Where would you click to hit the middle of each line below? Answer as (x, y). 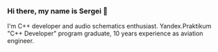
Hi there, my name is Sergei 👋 (58, 11)
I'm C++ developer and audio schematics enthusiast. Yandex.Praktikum (109, 26)
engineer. (21, 41)
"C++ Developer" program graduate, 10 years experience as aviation (105, 33)
